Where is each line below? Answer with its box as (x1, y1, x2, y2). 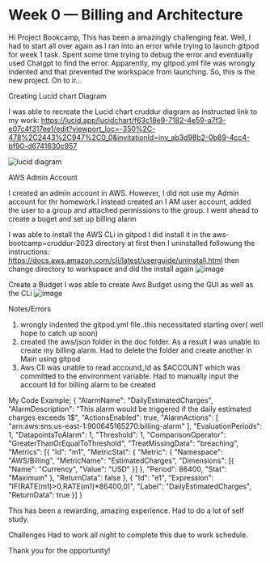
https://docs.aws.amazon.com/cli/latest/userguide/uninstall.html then (8, 255, 240, 265)
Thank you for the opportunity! (8, 545, 111, 555)
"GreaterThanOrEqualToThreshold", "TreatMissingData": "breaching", (8, 438, 239, 448)
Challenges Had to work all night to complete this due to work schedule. (8, 530, 248, 540)
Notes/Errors (8, 303, 51, 313)
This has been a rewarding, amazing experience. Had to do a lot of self (8, 506, 245, 515)
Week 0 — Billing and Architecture (8, 6, 243, 24)
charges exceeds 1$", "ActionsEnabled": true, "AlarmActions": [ (8, 413, 219, 422)
